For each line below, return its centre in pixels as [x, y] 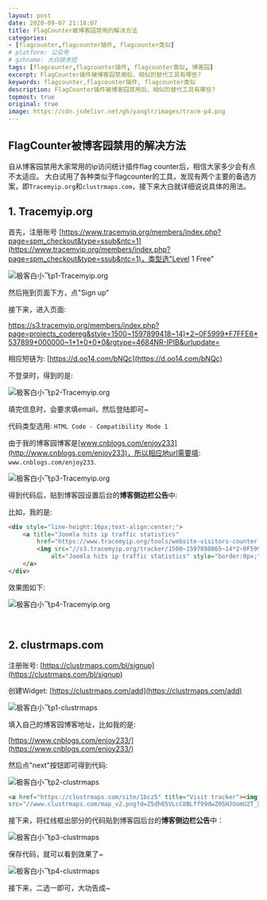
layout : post [30, 15]
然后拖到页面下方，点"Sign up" [59, 292]
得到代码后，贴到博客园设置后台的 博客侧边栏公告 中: [93, 495]
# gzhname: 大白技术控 [43, 60]
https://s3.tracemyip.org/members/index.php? [84, 325]
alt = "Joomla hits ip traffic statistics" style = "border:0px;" [156, 557]
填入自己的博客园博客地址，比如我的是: [72, 724]
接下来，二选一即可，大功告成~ [60, 888]
